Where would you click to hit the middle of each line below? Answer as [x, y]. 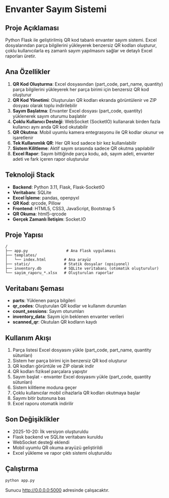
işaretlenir [23, 138]
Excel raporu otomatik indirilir [43, 404]
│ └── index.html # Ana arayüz [48, 260]
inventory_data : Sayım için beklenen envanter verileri [68, 317]
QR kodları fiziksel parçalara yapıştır [50, 371]
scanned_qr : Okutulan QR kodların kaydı [55, 322]
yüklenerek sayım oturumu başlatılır [49, 116]
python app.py [20, 480]
